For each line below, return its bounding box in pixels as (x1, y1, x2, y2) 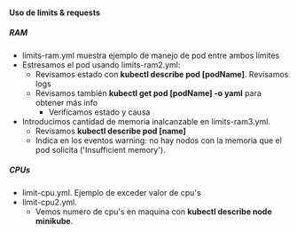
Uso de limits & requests (9, 7, 100, 18)
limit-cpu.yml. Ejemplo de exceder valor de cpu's (21, 187, 201, 197)
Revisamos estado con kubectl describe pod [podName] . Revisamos (35, 68, 289, 79)
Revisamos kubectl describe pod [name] (35, 125, 186, 136)
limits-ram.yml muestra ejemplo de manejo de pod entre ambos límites (21, 50, 280, 60)
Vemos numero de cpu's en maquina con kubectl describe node (35, 205, 272, 217)
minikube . (35, 215, 74, 226)
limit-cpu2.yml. (21, 197, 77, 207)
